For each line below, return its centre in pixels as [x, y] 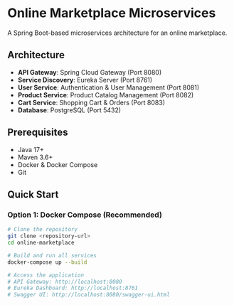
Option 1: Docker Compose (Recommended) [85, 215]
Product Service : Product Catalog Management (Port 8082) [106, 95]
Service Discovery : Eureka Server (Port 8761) [85, 80]
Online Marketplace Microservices [112, 13]
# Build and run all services [52, 255]
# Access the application [46, 275]
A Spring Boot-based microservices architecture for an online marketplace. [117, 33]
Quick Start [33, 194]
